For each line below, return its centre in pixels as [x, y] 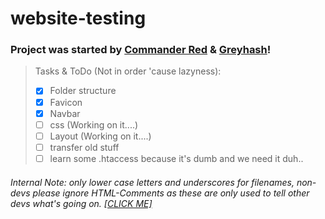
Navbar [65, 113]
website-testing [78, 18]
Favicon [66, 102]
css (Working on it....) [94, 124]
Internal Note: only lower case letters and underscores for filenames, [152, 182]
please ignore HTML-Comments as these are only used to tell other [171, 193]
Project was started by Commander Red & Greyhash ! [141, 50]
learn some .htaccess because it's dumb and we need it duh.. [176, 158]
